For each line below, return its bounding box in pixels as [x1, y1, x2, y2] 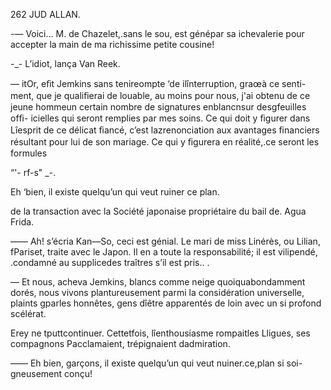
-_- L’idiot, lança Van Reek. [10, 58, 121, 69]
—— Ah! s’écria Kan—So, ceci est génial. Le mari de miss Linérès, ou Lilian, [10, 235, 321, 247]
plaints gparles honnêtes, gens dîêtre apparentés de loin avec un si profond [10, 297, 322, 309]
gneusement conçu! [10, 368, 93, 379]
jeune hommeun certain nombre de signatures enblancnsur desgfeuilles [10, 101, 307, 113]
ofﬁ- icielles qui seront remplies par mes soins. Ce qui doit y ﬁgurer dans [10, 112, 311, 124]
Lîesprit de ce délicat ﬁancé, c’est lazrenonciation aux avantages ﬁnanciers [10, 124, 320, 136]
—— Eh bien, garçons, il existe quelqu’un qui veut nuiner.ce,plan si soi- [10, 357, 303, 369]
